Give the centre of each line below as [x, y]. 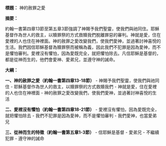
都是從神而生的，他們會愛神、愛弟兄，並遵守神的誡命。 [61, 59]
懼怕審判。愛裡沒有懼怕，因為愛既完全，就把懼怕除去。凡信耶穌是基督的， [85, 53]
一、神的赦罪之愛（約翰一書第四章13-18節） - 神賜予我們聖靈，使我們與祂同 [82, 80]
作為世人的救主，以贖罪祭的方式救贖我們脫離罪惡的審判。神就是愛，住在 [87, 35]
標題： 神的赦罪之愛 [25, 8]
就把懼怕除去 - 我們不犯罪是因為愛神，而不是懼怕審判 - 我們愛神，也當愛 [79, 116]
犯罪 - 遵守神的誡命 [25, 138]
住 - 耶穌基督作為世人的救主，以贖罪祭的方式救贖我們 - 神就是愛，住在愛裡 [81, 87]
